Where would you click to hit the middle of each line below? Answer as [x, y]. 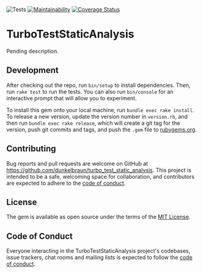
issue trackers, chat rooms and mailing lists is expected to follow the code [99, 258]
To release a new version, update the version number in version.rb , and [97, 116]
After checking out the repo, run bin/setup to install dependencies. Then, [98, 85]
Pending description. [33, 51]
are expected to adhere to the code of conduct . [66, 183]
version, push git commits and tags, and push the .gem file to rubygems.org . [102, 129]
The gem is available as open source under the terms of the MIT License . [98, 217]
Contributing [31, 149]
